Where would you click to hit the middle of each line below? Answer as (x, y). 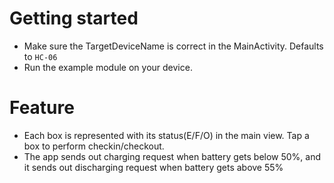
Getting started (74, 18)
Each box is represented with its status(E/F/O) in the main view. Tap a (166, 135)
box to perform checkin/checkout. (94, 146)
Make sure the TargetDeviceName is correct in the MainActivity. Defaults (173, 46)
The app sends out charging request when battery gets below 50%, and (172, 156)
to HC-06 (40, 56)
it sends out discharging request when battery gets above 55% (153, 167)
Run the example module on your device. (108, 67)
